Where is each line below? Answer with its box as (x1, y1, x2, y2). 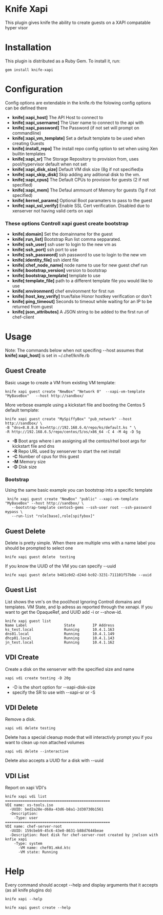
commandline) (12, 130, 41, 136)
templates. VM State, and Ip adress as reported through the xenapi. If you (5, 604, 153, 610)
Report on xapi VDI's (5, 785, 47, 790)
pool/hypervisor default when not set (12, 161, 87, 167)
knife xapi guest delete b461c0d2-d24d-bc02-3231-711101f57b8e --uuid (5, 572, 152, 577)
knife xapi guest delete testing (5, 554, 76, 560)
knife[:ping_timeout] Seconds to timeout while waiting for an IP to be (12, 299, 152, 305)
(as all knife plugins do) (5, 887, 52, 893)
